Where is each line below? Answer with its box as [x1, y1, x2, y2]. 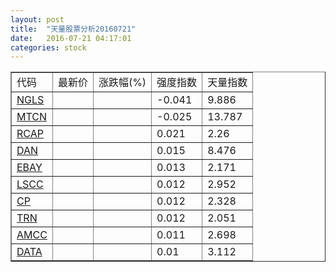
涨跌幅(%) [98, 76, 147, 90]
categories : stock [10, 42, 87, 53]
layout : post [10, 14, 65, 25]
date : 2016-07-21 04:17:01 [10, 33, 132, 43]
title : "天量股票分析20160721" [10, 24, 137, 34]
